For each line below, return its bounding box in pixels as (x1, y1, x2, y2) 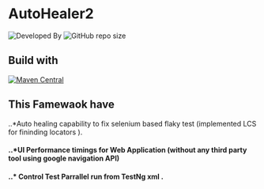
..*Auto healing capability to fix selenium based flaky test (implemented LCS (8, 119, 257, 128)
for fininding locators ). (8, 127, 83, 137)
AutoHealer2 (8, 5, 94, 23)
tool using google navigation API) (8, 153, 120, 163)
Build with (8, 54, 58, 67)
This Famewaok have (8, 98, 115, 112)
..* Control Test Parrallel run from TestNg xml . (8, 172, 164, 181)
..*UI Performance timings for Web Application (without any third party (8, 146, 247, 155)
